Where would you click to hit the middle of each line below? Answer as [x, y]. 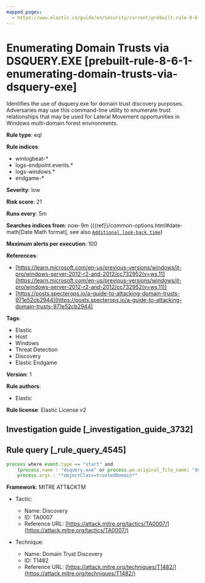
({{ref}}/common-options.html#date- [136, 226]
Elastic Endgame [36, 363]
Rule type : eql [24, 135]
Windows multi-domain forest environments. [62, 123]
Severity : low [23, 190]
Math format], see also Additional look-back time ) [98, 232]
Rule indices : [23, 147]
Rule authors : [24, 386]
